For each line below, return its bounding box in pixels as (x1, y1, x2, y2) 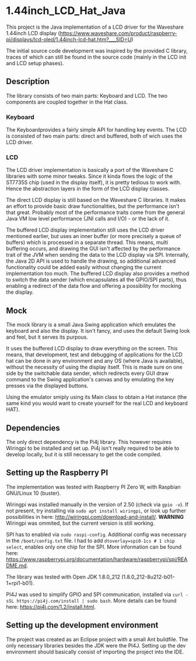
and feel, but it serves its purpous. (6, 333, 89, 340)
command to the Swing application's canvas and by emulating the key (6, 376, 174, 383)
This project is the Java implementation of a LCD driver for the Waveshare (6, 23, 184, 30)
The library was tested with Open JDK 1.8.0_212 (6, 573, 121, 580)
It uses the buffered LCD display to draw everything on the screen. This (6, 345, 178, 352)
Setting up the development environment (6, 620, 159, 630)
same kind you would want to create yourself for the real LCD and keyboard (6, 400, 188, 407)
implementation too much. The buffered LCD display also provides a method (6, 270, 190, 277)
